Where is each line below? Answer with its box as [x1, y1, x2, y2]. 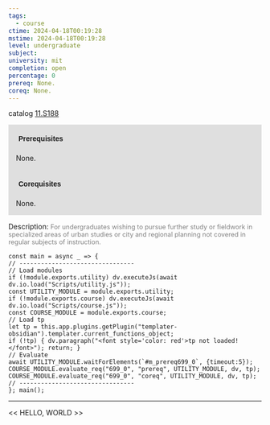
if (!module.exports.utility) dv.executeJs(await [8, 274, 178, 282]
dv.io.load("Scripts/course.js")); [8, 302, 128, 310]
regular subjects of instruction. [8, 238, 102, 246]
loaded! [213, 337, 239, 345]
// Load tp [8, 316, 45, 324]
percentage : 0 [8, 72, 56, 80]
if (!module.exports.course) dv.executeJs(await [8, 295, 174, 303]
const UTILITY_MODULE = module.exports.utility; [8, 287, 174, 296]
